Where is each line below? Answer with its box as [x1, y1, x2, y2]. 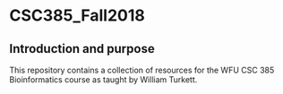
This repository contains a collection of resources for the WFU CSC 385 [9, 64, 275, 75]
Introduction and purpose [9, 41, 155, 56]
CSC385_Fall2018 [9, 5, 145, 26]
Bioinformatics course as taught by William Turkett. [9, 74, 198, 85]
